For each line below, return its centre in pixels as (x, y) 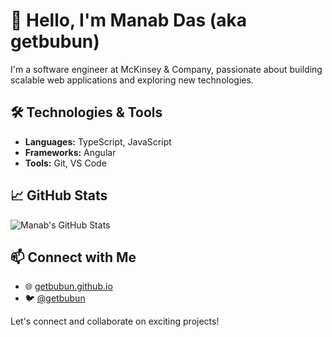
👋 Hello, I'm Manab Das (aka (129, 20)
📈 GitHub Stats (59, 195)
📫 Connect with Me (73, 257)
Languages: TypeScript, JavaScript (98, 141)
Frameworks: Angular (70, 152)
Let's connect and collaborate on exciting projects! (115, 321)
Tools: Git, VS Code (65, 163)
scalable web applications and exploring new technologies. (132, 80)
